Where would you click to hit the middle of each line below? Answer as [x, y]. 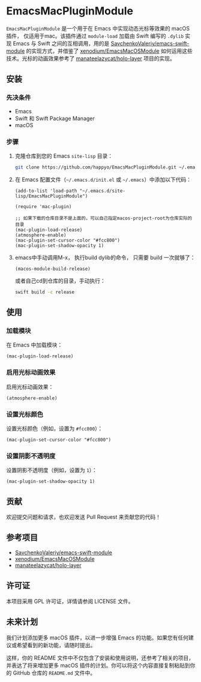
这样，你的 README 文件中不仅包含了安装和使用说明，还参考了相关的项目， [100, 657]
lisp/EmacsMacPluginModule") [51, 196]
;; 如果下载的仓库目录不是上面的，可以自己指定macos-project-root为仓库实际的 [103, 218]
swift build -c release [45, 292]
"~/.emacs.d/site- [103, 191]
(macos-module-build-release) [53, 269]
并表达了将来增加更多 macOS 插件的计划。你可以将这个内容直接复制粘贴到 [98, 665]
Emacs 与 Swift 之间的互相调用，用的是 [61, 43]
